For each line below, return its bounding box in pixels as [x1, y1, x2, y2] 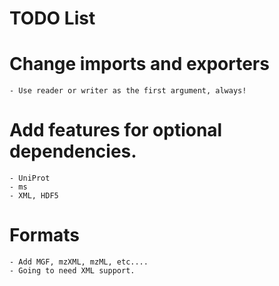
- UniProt [9, 173, 51, 184]
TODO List [9, 7, 96, 30]
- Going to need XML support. [9, 266, 136, 276]
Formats [9, 224, 80, 247]
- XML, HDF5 [9, 191, 59, 201]
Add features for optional [9, 119, 223, 142]
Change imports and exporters [9, 53, 270, 76]
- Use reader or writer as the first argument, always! [9, 86, 247, 96]
